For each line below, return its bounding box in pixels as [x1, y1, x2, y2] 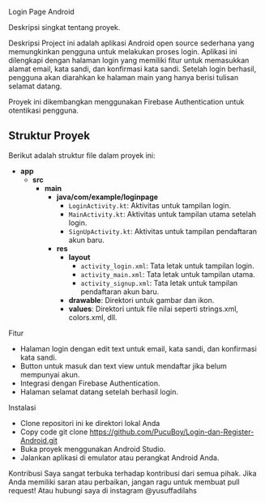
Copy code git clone [19, 427, 88, 437]
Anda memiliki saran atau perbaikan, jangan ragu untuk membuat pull [8, 477, 241, 487]
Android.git [19, 435, 58, 445]
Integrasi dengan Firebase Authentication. [19, 378, 160, 388]
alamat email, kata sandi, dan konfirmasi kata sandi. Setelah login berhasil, [8, 64, 257, 74]
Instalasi [8, 403, 36, 412]
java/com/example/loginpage [56, 192, 159, 202]
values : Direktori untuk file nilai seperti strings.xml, [68, 304, 239, 313]
